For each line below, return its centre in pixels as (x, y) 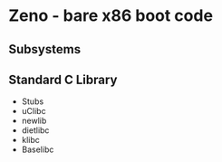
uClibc (34, 111)
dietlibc (35, 130)
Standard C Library (63, 79)
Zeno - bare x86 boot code (111, 16)
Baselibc (38, 149)
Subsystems (45, 49)
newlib (34, 121)
